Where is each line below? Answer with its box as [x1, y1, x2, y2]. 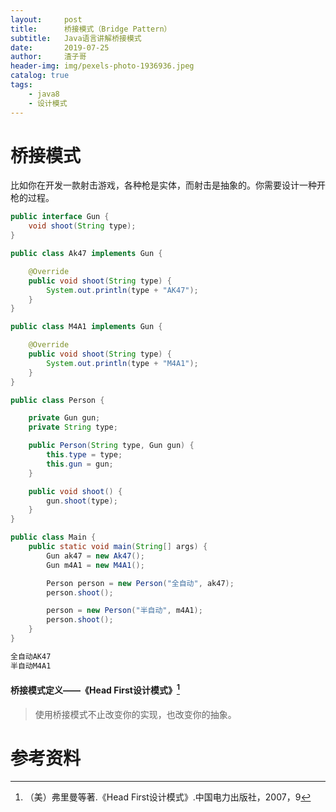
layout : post [10, 14, 83, 25]
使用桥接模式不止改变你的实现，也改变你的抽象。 [34, 708, 237, 720]
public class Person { [10, 395, 105, 405]
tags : [10, 80, 33, 90]
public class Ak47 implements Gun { [10, 249, 163, 259]
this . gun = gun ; [46, 459, 114, 469]
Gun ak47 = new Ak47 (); [46, 551, 145, 561]
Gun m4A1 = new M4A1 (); [46, 560, 145, 570]
